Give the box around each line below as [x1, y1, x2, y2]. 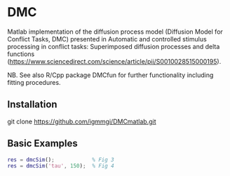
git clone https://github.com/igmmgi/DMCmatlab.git [7, 117, 156, 126]
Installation [7, 99, 57, 111]
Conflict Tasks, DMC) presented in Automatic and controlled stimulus [7, 34, 207, 43]
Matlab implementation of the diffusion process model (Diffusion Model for [7, 27, 223, 36]
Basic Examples [7, 137, 79, 149]
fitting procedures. [7, 78, 61, 86]
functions [7, 50, 35, 58]
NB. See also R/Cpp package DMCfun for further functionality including [7, 71, 214, 79]
